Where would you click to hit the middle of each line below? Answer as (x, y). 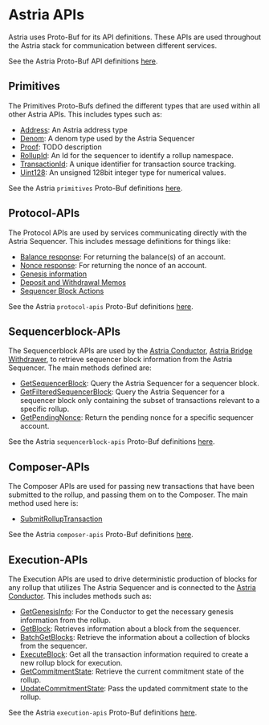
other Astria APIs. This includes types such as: (85, 114)
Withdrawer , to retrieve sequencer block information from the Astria (120, 360)
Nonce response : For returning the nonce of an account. (113, 265)
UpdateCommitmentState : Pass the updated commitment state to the (134, 688)
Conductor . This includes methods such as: (80, 596)
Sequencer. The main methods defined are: (80, 368)
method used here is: (43, 503)
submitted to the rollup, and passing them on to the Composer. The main (128, 495)
